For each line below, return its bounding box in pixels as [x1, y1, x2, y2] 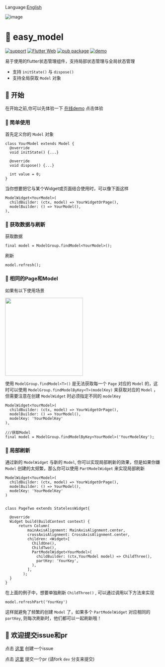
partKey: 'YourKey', [36, 558, 79, 563]
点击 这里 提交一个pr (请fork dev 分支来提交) [5, 656, 95, 662]
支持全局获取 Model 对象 [12, 75, 61, 81]
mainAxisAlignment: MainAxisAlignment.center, [27, 528, 126, 533]
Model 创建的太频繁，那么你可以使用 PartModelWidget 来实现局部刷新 [5, 465, 145, 471]
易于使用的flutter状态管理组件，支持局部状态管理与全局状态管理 [5, 58, 135, 64]
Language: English [5, 4, 42, 10]
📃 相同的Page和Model [5, 275, 58, 282]
